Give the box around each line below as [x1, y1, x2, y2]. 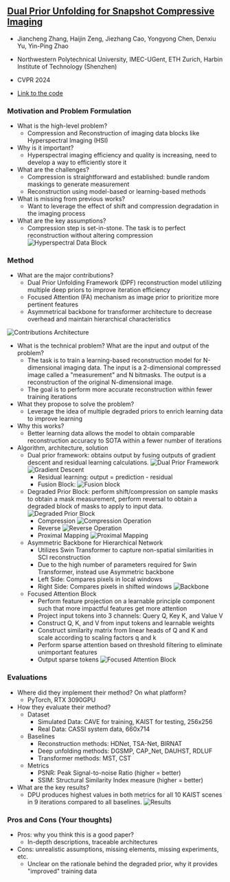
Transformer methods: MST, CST [37, 754, 132, 762]
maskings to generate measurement [27, 180, 130, 188]
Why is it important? [16, 144, 74, 152]
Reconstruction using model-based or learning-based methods [27, 188, 206, 196]
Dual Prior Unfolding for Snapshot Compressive [7, 5, 215, 17]
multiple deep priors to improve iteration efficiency [27, 286, 170, 294]
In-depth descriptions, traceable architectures [27, 838, 158, 846]
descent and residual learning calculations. [27, 458, 149, 466]
